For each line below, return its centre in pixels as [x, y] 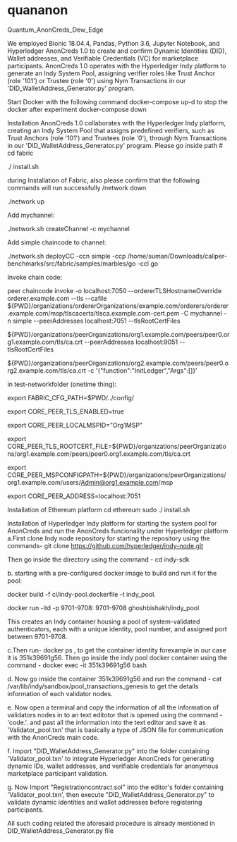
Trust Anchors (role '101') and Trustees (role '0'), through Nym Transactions [117, 138]
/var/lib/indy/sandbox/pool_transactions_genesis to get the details [103, 686]
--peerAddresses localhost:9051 [131, 342]
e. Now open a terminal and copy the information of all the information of [113, 707]
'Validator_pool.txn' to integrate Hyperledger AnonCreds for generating [110, 758]
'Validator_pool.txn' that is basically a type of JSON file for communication [115, 730]
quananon [38, 10]
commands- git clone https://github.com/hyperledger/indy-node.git [105, 545]
